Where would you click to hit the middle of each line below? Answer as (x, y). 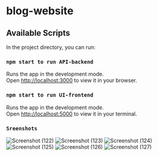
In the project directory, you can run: (51, 47)
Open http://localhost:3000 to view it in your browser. (72, 80)
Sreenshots (22, 128)
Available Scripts (38, 33)
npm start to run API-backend (50, 62)
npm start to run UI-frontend (50, 95)
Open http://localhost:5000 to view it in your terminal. (72, 114)
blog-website (40, 11)
